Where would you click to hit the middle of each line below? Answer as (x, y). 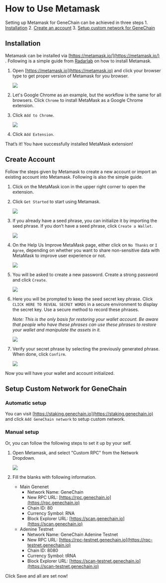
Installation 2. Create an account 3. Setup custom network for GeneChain (80, 27)
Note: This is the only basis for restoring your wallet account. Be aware (85, 319)
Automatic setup (26, 403)
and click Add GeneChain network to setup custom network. (65, 419)
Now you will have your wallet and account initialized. (60, 373)
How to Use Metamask (53, 9)
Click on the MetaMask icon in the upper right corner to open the (79, 186)
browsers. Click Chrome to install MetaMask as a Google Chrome (78, 100)
